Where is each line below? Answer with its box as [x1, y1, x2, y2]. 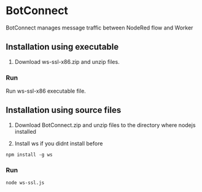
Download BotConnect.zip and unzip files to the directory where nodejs [14, 121, 196, 129]
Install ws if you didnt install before [14, 139, 103, 147]
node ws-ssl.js [6, 180, 45, 186]
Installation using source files [6, 105, 122, 115]
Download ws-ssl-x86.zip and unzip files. [14, 58, 120, 65]
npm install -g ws [6, 152, 53, 158]
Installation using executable [6, 42, 119, 52]
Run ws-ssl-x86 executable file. [6, 87, 87, 95]
